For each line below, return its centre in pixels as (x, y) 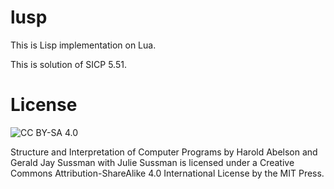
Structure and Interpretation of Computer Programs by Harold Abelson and (164, 152)
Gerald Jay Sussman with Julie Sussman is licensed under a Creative (152, 162)
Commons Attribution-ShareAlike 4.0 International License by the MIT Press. (167, 173)
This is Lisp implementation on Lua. (83, 45)
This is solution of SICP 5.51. (68, 64)
